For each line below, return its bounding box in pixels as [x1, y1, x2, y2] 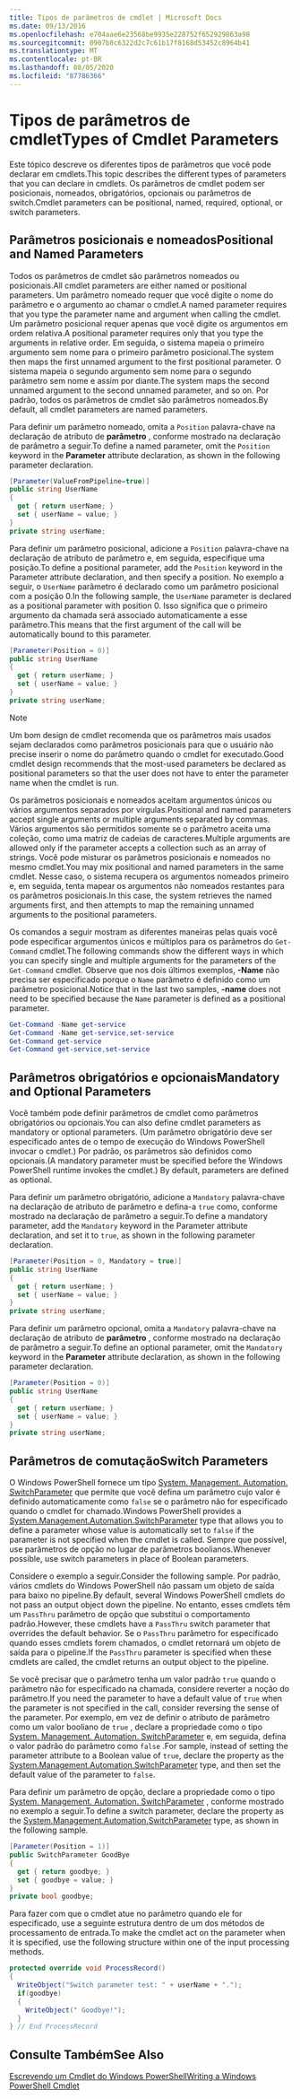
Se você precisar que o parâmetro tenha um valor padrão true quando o [9, 1674, 276, 1685]
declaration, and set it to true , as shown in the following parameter [9, 1230, 255, 1241]
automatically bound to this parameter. [9, 629, 152, 640]
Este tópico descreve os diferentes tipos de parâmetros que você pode [9, 159, 271, 170]
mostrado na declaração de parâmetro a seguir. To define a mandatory [9, 1211, 269, 1222]
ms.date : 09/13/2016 [9, 22, 87, 30]
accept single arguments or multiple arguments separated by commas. [9, 814, 270, 824]
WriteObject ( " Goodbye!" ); [25, 2006, 126, 2015]
